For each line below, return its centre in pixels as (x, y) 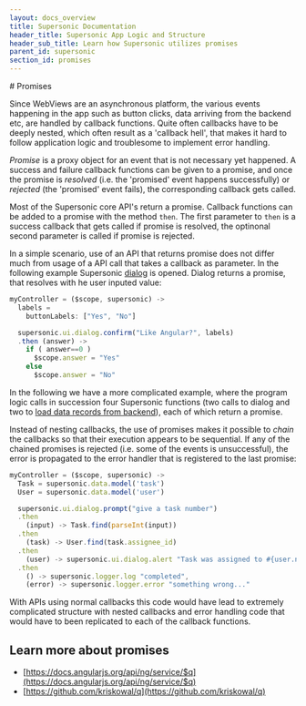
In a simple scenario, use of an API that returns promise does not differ (142, 253)
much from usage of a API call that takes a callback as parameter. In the (144, 263)
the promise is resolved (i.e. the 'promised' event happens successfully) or (150, 179)
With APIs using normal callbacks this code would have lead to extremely (147, 602)
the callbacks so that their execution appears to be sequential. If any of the (150, 439)
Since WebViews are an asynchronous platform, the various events (135, 104)
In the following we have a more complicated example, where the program (148, 392)
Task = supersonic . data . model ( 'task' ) (92, 484)
